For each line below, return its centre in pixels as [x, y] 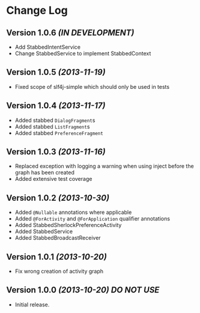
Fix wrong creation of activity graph [59, 272]
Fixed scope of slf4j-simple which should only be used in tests [92, 87]
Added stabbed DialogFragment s [55, 120]
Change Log [37, 11]
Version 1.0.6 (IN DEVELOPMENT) [70, 33]
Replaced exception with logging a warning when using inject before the [104, 166]
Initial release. [32, 305]
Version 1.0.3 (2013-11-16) [56, 152]
